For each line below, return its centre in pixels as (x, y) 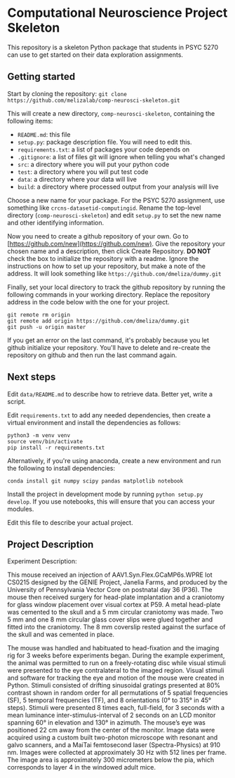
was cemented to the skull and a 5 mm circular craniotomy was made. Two (115, 612)
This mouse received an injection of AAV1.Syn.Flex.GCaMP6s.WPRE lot (110, 575)
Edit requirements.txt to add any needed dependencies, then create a (109, 415)
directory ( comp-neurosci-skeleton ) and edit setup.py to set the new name (114, 215)
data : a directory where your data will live (77, 179)
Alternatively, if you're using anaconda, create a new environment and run (114, 460)
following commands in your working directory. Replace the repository (109, 294)
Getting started (41, 77)
